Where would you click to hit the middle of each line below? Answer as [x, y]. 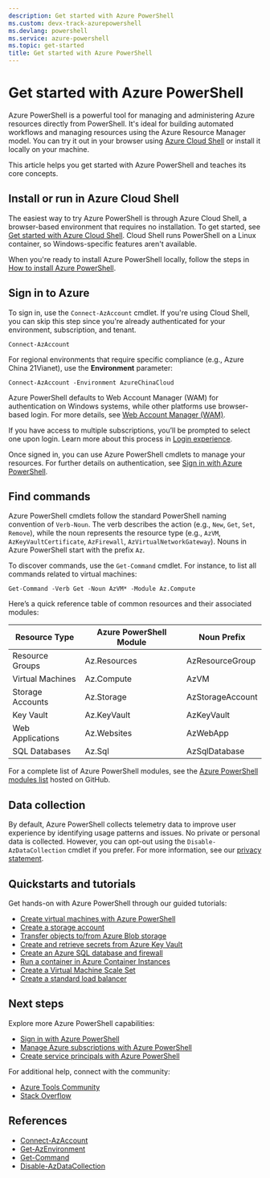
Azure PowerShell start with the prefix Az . [77, 550]
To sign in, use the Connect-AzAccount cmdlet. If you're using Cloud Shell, [129, 312]
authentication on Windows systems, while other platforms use [112, 406]
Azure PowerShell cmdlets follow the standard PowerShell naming [117, 516]
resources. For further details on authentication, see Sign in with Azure [125, 462]
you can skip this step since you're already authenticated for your [117, 321]
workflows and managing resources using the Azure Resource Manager [127, 132]
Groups [26, 666]
